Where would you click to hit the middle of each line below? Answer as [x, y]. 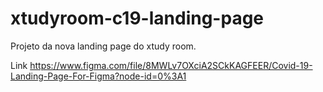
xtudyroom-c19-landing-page [137, 18]
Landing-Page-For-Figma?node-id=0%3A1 [98, 76]
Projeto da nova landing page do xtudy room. [103, 46]
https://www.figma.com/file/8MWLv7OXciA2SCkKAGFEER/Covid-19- [171, 65]
